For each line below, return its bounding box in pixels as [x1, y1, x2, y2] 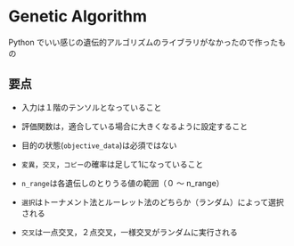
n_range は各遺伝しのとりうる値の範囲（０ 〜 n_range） [20, 177, 225, 188]
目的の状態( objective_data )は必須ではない [20, 140, 177, 151]
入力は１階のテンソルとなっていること [20, 102, 162, 112]
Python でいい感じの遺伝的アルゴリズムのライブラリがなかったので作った [8, 37, 279, 47]
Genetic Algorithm [8, 6, 148, 27]
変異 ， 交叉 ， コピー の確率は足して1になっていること [20, 159, 204, 169]
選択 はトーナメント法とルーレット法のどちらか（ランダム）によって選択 [20, 196, 284, 207]
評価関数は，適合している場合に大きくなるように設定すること [20, 120, 249, 131]
